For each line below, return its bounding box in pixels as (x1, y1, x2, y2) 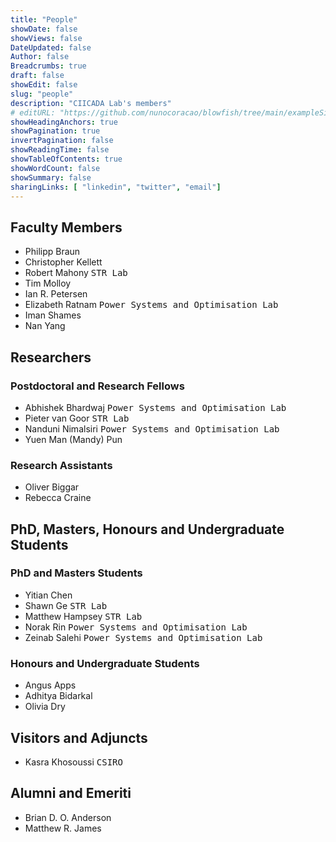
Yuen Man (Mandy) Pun (24, 433, 123, 445)
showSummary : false (10, 172, 92, 183)
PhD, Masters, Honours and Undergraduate (10, 521, 285, 538)
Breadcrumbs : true (10, 61, 87, 71)
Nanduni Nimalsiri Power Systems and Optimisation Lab (24, 422, 280, 435)
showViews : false (10, 33, 83, 43)
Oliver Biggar (24, 481, 80, 493)
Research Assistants (10, 458, 113, 472)
